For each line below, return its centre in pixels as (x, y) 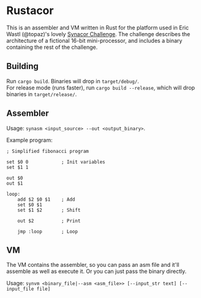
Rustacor (30, 11)
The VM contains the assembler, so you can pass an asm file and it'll (93, 265)
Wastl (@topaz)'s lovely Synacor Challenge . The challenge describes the (98, 34)
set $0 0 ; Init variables (56, 162)
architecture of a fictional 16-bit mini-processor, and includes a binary (94, 40)
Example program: (30, 140)
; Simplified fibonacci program (47, 151)
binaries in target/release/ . (42, 94)
